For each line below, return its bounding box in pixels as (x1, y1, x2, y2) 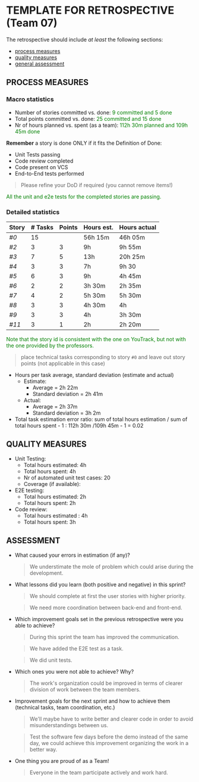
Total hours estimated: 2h (23, 493, 86, 500)
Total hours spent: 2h (23, 499, 76, 506)
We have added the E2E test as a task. (29, 644, 124, 652)
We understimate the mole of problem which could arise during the (29, 563, 194, 570)
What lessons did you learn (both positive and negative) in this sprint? (14, 581, 186, 588)
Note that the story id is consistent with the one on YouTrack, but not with (6, 335, 186, 342)
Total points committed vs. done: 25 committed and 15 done (14, 115, 162, 122)
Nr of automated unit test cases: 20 (23, 474, 111, 481)
